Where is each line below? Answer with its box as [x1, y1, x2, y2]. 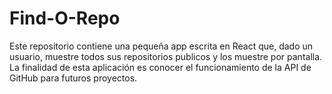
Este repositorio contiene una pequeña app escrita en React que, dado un [9, 40, 314, 52]
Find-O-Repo [9, 7, 121, 30]
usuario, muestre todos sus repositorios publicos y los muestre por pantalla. [9, 50, 323, 62]
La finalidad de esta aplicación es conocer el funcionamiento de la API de [9, 61, 312, 73]
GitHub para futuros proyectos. [9, 72, 138, 84]
